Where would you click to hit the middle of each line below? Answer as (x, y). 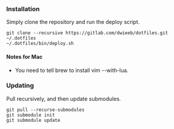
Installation (23, 9)
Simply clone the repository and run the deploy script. (73, 22)
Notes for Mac (25, 56)
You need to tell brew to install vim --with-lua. (72, 70)
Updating (20, 86)
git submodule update (33, 120)
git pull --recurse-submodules (45, 110)
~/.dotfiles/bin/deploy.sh (40, 44)
